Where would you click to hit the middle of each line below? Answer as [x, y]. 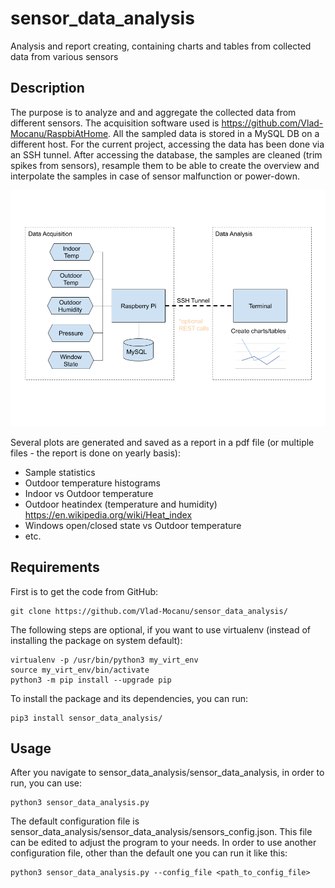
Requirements [55, 567]
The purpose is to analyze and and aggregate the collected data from [153, 112]
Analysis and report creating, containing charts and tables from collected [161, 46]
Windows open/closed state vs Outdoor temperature [133, 525]
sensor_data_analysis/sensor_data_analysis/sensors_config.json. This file [161, 832]
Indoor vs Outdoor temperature [89, 493]
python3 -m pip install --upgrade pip [91, 680]
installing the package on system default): [96, 640]
